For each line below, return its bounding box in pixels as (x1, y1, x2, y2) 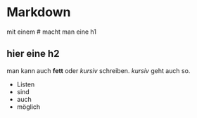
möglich (16, 103, 41, 111)
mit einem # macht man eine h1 (6, 27, 96, 36)
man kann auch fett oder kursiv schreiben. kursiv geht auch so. (6, 66, 191, 74)
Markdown (6, 4, 71, 20)
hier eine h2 (6, 48, 60, 60)
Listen (16, 80, 35, 88)
